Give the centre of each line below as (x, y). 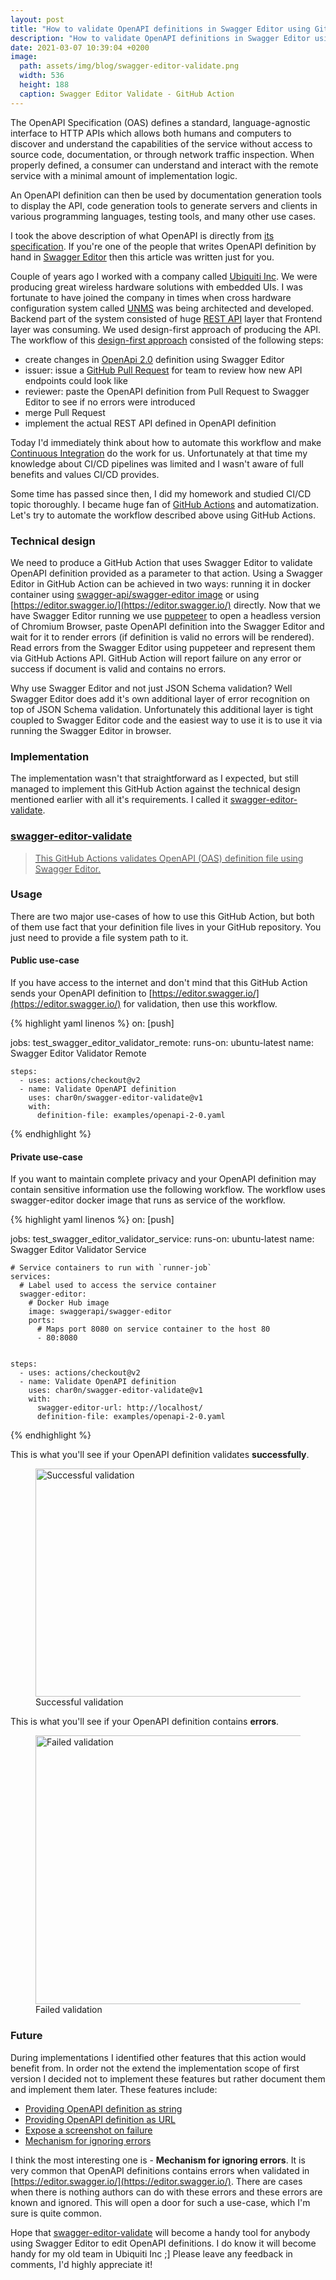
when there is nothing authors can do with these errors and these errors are (166, 2192)
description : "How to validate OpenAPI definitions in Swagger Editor (160, 38)
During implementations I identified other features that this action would (158, 2057)
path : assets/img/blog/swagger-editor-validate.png (129, 66)
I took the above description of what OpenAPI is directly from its (142, 235)
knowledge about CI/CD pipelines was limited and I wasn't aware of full (157, 463)
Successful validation (79, 1702)
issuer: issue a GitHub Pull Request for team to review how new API (163, 370)
